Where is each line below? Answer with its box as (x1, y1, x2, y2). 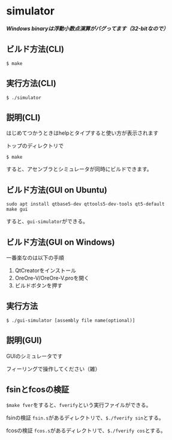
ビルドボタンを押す (14, 282, 63, 289)
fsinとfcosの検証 (6, 385, 70, 395)
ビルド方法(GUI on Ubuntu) (6, 185, 108, 195)
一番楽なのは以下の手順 (6, 254, 64, 261)
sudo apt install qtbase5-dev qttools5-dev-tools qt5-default (6, 201, 165, 207)
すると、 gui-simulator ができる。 (6, 218, 89, 225)
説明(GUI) (6, 335, 42, 346)
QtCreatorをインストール (14, 267, 77, 274)
